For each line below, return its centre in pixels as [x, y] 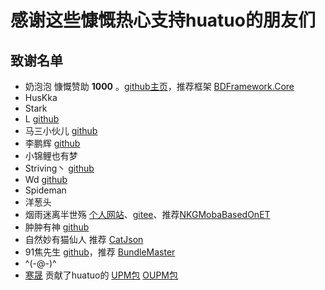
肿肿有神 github [57, 227]
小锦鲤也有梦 [51, 155]
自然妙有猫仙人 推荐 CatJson [84, 239]
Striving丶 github [59, 168]
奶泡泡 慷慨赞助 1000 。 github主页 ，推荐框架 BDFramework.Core [159, 86]
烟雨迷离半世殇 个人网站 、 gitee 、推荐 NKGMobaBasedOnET [147, 214]
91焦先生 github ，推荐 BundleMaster [100, 252]
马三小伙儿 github [61, 130]
